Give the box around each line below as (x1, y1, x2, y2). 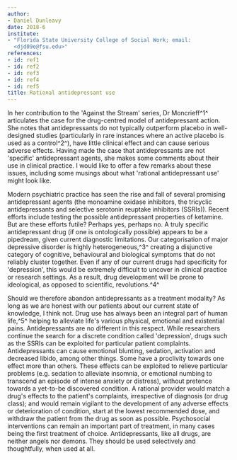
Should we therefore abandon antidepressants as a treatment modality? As (7, 294, 226, 303)
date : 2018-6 (7, 23, 46, 30)
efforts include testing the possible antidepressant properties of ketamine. (7, 213, 224, 222)
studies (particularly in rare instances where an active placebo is (36, 132, 224, 140)
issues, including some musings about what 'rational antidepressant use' (7, 169, 219, 178)
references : (7, 50, 42, 57)
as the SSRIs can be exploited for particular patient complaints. (7, 339, 191, 347)
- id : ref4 (7, 76, 40, 84)
